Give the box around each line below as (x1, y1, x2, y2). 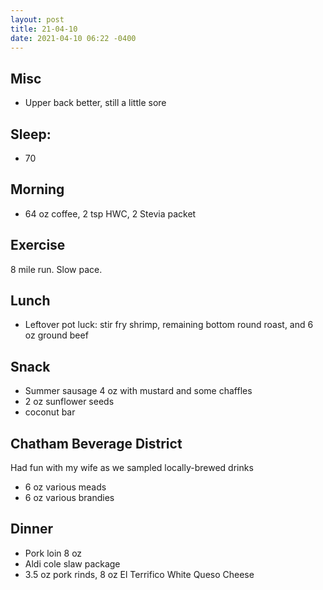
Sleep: (10, 126, 52, 143)
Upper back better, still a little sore (24, 97, 167, 109)
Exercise (10, 237, 66, 254)
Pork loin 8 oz (24, 547, 83, 559)
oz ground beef (24, 329, 89, 341)
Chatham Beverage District (10, 435, 183, 452)
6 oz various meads (24, 481, 107, 493)
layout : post (10, 14, 65, 25)
